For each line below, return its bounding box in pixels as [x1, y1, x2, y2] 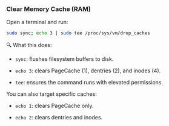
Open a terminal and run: [6, 19, 68, 26]
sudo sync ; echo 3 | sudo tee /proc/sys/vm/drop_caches [6, 30, 150, 36]
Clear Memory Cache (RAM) [6, 5, 91, 13]
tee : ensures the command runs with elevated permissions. [15, 79, 164, 86]
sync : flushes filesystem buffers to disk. [15, 55, 114, 63]
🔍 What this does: [6, 42, 53, 49]
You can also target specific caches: [6, 90, 97, 98]
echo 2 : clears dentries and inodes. [15, 114, 103, 121]
